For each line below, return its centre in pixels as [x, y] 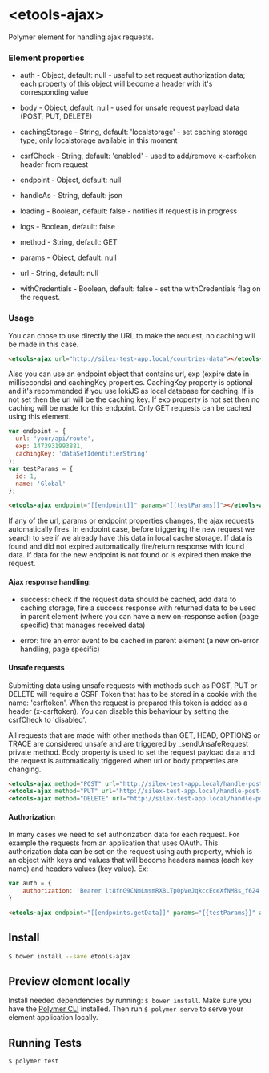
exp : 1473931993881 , [50, 447]
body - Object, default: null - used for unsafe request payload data [130, 108]
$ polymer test [34, 1061]
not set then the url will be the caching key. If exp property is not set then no [134, 399]
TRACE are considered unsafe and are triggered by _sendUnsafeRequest [128, 743]
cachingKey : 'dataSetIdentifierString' [82, 454]
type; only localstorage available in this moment [98, 140]
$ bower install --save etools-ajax [69, 956]
